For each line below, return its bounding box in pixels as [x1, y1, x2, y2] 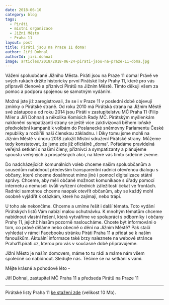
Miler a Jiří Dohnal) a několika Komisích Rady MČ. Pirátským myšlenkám [5, 114, 155, 121]
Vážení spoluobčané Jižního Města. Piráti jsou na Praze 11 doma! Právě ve [5, 72, 158, 78]
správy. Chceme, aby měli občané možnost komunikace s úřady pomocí [5, 177, 155, 183]
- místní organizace [10, 26, 53, 31]
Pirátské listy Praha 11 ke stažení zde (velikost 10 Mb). [5, 289, 116, 295]
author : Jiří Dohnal [5, 49, 49, 54]
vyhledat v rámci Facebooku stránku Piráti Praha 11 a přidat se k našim [5, 230, 151, 236]
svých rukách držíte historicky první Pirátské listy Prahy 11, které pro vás [5, 78, 155, 84]
